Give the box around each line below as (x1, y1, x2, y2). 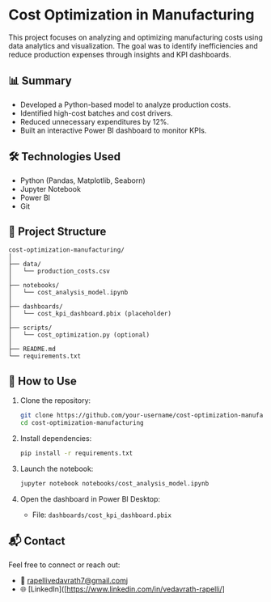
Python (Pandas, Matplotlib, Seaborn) (19, 176, 146, 185)
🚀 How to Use (8, 374, 77, 388)
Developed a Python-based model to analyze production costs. (19, 100, 231, 109)
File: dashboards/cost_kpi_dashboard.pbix (32, 510, 172, 519)
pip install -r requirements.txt (19, 449, 133, 457)
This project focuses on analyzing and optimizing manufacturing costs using (8, 32, 263, 42)
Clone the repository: (19, 396, 91, 405)
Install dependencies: (19, 433, 92, 443)
